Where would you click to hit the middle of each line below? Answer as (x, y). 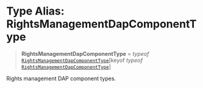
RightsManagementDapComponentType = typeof (85, 53)
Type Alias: (36, 11)
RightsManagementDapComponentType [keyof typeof (82, 60)
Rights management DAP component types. (61, 78)
